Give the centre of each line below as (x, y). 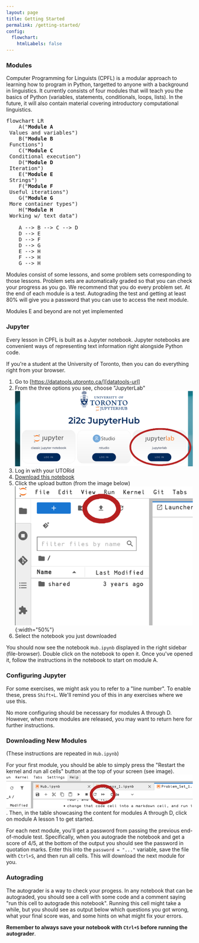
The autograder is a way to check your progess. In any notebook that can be (99, 890)
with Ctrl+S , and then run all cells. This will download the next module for (96, 856)
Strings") (23, 180)
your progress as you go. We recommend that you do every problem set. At (98, 287)
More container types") (44, 204)
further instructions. (31, 725)
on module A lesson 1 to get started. (50, 819)
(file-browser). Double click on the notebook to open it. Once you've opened (99, 654)
